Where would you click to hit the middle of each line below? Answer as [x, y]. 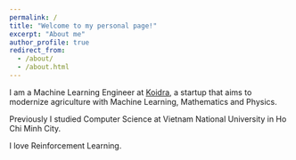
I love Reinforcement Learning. [66, 145]
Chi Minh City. [35, 128]
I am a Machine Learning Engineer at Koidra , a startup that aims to [131, 92]
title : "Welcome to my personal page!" [83, 26]
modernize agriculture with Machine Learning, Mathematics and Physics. [144, 101]
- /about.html [43, 68]
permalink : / [33, 17]
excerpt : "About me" [48, 34]
